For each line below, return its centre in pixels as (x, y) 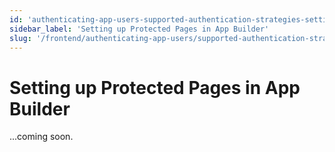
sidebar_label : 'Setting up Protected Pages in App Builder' (139, 29)
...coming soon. (41, 137)
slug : (20, 38)
